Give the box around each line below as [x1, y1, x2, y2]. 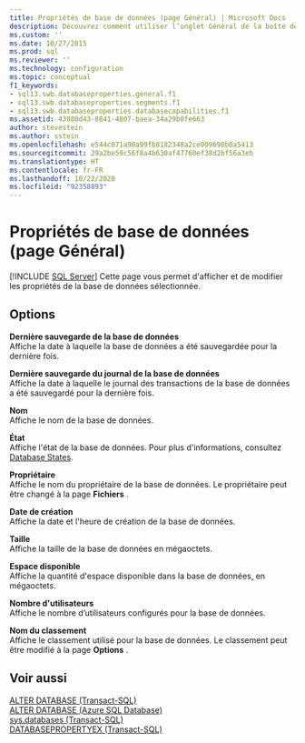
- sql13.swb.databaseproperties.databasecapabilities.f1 [9, 106, 230, 115]
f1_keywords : [9, 81, 59, 90]
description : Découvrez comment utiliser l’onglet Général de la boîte [9, 22, 286, 31]
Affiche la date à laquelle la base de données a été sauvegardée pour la [9, 340, 278, 351]
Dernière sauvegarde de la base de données [9, 331, 180, 342]
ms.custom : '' [9, 30, 64, 39]
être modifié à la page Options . [9, 644, 129, 655]
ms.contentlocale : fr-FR [9, 166, 103, 175]
